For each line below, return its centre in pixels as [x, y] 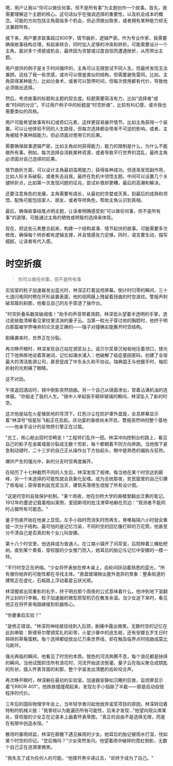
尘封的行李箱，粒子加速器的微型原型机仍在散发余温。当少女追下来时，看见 [89, 598]
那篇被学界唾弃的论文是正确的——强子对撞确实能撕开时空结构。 [77, 327]
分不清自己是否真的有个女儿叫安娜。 [44, 533]
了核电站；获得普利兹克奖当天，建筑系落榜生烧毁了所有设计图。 [73, 485]
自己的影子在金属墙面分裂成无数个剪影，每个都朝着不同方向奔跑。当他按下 [84, 444]
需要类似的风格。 [23, 111]
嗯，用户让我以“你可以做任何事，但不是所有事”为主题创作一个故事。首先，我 [86, 8]
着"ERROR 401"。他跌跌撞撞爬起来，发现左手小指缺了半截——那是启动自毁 [85, 686]
